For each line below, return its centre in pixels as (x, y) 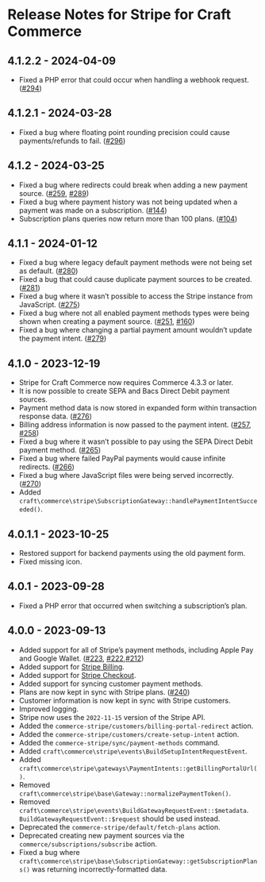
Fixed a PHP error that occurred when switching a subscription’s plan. (133, 606)
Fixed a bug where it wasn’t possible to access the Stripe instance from (136, 296)
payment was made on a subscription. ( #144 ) (93, 210)
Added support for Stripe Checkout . (77, 675)
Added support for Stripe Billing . (71, 666)
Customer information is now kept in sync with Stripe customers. (125, 700)
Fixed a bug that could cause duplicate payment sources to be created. (135, 279)
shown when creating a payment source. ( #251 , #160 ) (107, 322)
